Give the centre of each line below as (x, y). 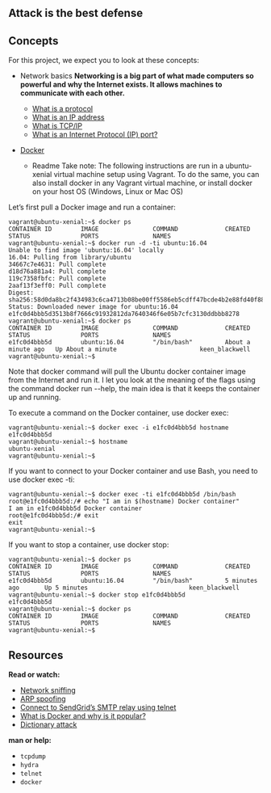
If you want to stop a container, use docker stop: (89, 545)
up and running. (35, 397)
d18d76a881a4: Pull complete (57, 272)
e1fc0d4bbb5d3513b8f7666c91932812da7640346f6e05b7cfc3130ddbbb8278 (124, 314)
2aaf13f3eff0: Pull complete (57, 286)
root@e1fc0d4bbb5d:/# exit (54, 516)
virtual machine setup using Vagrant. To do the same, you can (156, 175)
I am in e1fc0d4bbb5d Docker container (75, 508)
